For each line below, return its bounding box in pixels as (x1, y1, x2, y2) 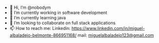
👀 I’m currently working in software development (9, 10, 107, 15)
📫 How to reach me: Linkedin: (9, 26, 71, 31)
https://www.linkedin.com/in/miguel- (71, 26, 145, 31)
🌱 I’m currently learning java (9, 15, 66, 20)
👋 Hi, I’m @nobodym (9, 5, 51, 10)
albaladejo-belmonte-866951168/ (9, 32, 77, 38)
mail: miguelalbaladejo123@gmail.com (77, 32, 154, 38)
